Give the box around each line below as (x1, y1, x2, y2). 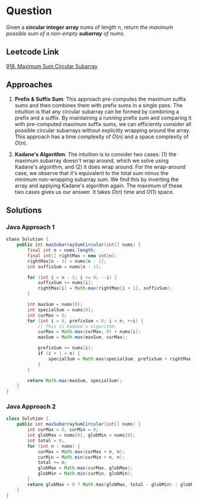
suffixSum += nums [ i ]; (37, 280, 94, 286)
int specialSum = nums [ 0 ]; (27, 307, 94, 313)
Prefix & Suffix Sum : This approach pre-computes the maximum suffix (14, 95, 187, 103)
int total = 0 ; (27, 437, 65, 443)
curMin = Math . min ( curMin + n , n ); (37, 454, 126, 460)
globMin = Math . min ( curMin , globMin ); (37, 470, 133, 477)
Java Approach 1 (6, 223, 55, 231)
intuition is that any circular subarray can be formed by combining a (14, 108, 180, 115)
